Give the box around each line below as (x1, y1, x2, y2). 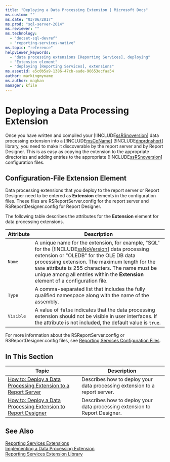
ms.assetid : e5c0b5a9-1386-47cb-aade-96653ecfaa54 (5, 69, 114, 74)
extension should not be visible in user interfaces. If (34, 313, 157, 320)
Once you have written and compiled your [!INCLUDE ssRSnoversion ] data (5, 132, 159, 138)
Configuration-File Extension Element (5, 173, 126, 183)
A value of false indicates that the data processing (34, 306, 155, 313)
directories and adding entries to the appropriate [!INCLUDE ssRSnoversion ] (5, 154, 163, 160)
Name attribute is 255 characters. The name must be (34, 265, 157, 272)
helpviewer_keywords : (5, 50, 51, 55)
